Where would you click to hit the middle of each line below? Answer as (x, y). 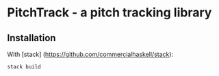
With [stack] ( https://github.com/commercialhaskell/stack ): (90, 54)
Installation (31, 38)
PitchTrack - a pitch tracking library (109, 13)
